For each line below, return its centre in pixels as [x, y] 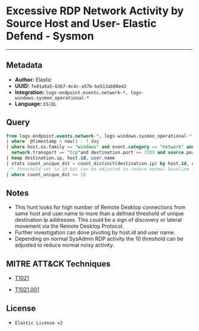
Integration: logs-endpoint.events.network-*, [71, 92]
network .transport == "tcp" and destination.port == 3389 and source [98, 152]
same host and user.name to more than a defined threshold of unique [99, 214]
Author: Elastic [33, 79]
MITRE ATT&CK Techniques [58, 264]
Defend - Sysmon [50, 36]
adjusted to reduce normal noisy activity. [64, 245]
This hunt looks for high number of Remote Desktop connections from [100, 207]
